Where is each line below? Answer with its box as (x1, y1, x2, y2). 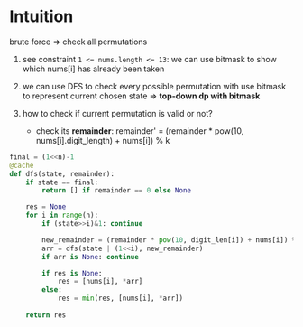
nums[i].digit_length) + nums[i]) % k (35, 135, 170, 145)
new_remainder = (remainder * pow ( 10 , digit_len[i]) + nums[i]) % (41, 235, 297, 245)
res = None (25, 202, 67, 211)
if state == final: (25, 178, 99, 187)
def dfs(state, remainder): (9, 169, 115, 178)
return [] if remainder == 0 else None (41, 186, 192, 195)
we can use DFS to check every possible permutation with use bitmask (22, 80, 287, 91)
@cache (9, 161, 34, 170)
